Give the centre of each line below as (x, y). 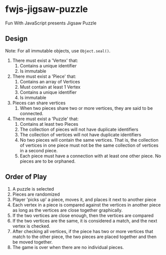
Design (16, 39)
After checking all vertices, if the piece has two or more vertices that (83, 231)
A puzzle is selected (33, 189)
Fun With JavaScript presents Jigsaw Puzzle (51, 23)
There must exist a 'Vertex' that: (45, 60)
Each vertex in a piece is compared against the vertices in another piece (86, 205)
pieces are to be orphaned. (48, 161)
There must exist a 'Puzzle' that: (45, 119)
